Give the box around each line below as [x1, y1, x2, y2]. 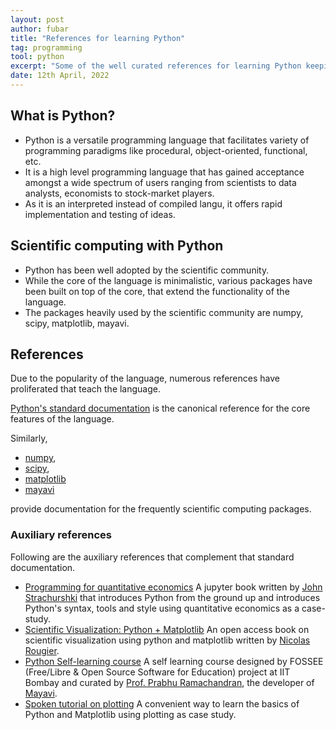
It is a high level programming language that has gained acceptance [24, 166, 305, 178]
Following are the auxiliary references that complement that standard [10, 551, 295, 563]
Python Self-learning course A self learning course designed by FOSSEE [24, 655, 324, 667]
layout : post [10, 14, 65, 25]
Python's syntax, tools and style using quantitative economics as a [24, 602, 300, 614]
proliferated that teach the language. [10, 383, 162, 395]
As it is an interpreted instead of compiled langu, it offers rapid [24, 197, 283, 210]
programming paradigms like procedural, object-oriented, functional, [24, 144, 308, 156]
